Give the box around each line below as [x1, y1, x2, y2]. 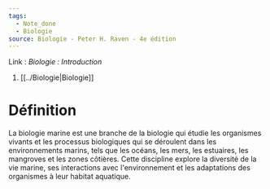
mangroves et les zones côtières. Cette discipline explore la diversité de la [8, 154, 257, 164]
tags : [8, 11, 27, 20]
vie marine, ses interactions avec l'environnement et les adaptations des [8, 163, 250, 173]
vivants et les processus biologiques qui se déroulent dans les [8, 137, 217, 147]
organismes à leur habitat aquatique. [8, 172, 132, 182]
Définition [8, 101, 77, 120]
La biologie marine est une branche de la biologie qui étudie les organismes [8, 128, 262, 138]
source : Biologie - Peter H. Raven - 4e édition [8, 34, 176, 43]
